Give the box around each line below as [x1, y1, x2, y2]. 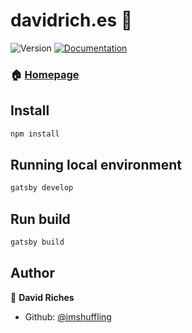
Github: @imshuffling [24, 310, 112, 323]
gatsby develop [10, 183, 74, 193]
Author [10, 265, 55, 282]
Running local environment [10, 156, 182, 173]
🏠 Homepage [10, 67, 80, 81]
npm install [10, 129, 60, 139]
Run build [10, 210, 71, 228]
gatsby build [10, 237, 65, 248]
